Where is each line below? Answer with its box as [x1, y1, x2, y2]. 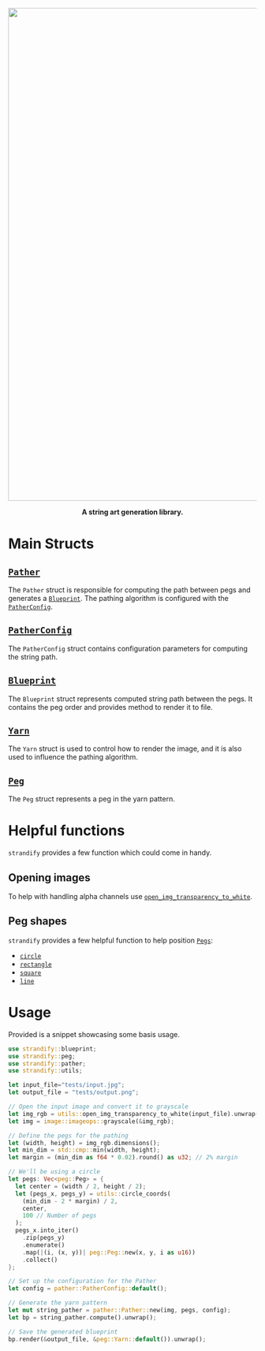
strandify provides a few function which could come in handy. [8, 848, 212, 857]
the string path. [8, 651, 58, 662]
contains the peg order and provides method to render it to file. [8, 702, 213, 711]
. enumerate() [22, 1241, 65, 1249]
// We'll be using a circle [8, 1168, 101, 1176]
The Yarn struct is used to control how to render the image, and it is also [8, 744, 242, 753]
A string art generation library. [81, 507, 184, 517]
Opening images [8, 871, 91, 884]
